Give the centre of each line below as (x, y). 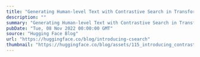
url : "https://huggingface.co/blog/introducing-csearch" (78, 39)
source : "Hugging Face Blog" (42, 34)
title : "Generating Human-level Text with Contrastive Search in (89, 12)
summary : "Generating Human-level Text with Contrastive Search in (92, 23)
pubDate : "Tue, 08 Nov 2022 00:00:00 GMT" (60, 28)
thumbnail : (20, 45)
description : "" (26, 17)
